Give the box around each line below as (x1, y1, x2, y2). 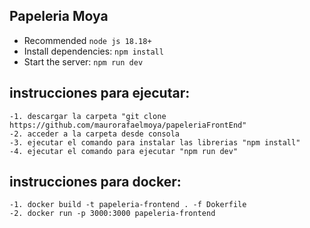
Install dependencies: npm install (23, 45, 164, 57)
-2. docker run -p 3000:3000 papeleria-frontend (9, 209, 216, 219)
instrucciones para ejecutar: (9, 85, 191, 102)
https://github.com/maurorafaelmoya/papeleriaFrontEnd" (9, 120, 247, 130)
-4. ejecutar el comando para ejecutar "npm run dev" (9, 146, 239, 156)
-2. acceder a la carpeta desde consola (9, 129, 181, 139)
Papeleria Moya (9, 8, 109, 25)
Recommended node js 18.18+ (23, 34, 152, 46)
